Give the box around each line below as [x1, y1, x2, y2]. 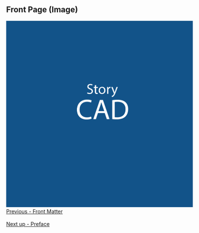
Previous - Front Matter [6, 208, 63, 215]
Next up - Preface [6, 221, 50, 228]
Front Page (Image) [6, 5, 78, 15]
